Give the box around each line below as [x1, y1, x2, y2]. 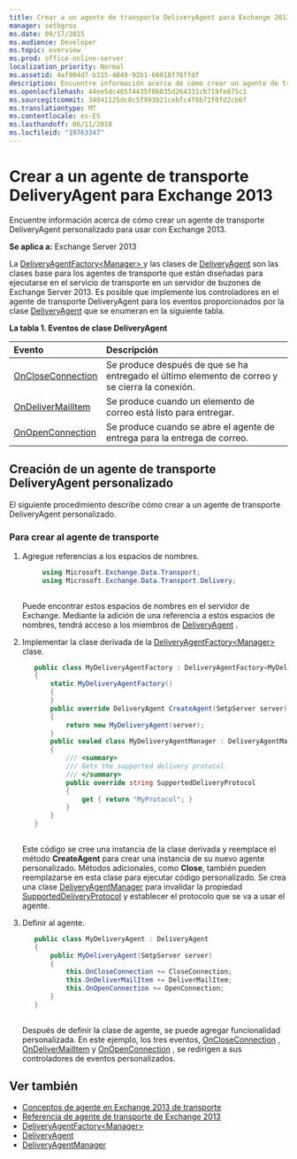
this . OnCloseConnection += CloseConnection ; [65, 968, 232, 976]
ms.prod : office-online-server [9, 54, 125, 63]
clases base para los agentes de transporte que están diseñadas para [9, 268, 263, 278]
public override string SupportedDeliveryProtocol [65, 778, 256, 787]
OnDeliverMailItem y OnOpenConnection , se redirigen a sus [21, 1043, 242, 1054]
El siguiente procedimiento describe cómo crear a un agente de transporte [9, 499, 281, 509]
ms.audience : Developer [9, 37, 97, 47]
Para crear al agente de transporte [9, 531, 159, 543]
